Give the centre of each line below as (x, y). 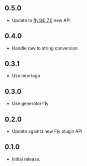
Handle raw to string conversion (45, 48)
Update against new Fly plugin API (47, 131)
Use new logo (26, 76)
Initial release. (26, 159)
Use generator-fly (30, 103)
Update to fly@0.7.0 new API (41, 20)
